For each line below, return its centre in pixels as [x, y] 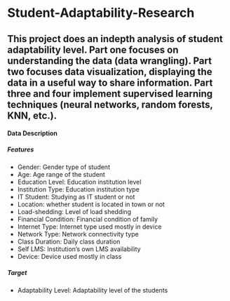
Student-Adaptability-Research [101, 13]
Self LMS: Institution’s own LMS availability [79, 249]
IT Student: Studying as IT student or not [76, 197]
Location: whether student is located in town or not [91, 204]
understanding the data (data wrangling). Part [110, 61]
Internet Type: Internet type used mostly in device [89, 227]
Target [17, 272]
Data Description [33, 133]
